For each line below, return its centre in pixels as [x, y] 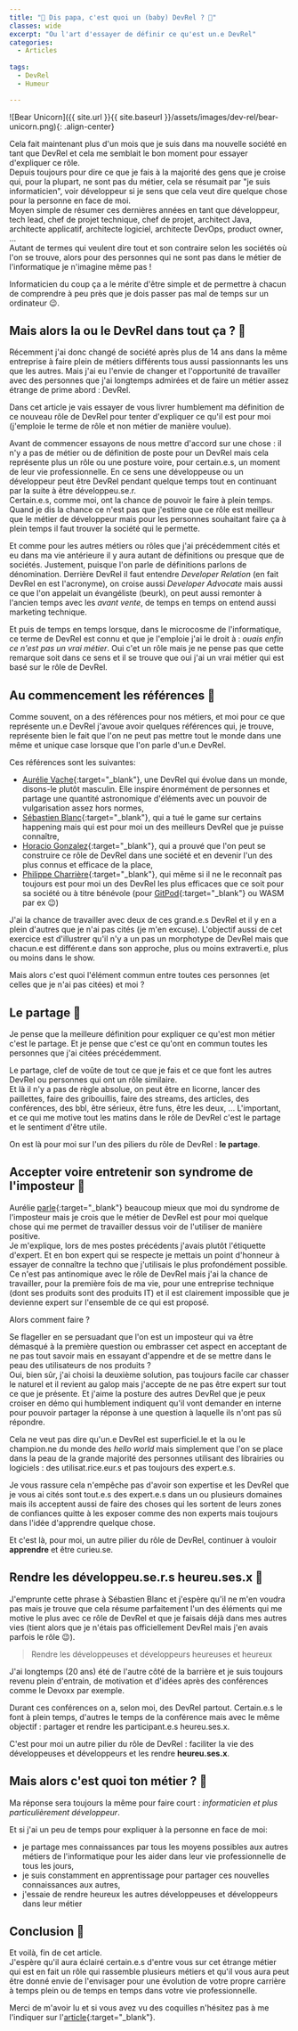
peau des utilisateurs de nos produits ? [80, 1365]
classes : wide [36, 26]
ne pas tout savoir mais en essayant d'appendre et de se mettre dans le [140, 1356]
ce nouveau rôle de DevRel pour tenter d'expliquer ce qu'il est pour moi [140, 417]
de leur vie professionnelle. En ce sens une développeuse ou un [126, 472]
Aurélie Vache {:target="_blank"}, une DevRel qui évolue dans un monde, [154, 779]
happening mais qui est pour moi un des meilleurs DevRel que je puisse [153, 827]
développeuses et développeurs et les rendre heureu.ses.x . [119, 1753]
